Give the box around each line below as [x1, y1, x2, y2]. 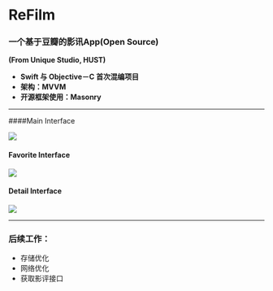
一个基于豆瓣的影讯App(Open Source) [8, 37, 159, 48]
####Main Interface [8, 116, 76, 126]
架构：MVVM [19, 82, 67, 92]
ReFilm [8, 6, 55, 24]
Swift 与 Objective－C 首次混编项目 [19, 72, 140, 82]
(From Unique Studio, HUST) [8, 55, 106, 65]
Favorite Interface [8, 150, 71, 160]
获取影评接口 [19, 274, 63, 284]
